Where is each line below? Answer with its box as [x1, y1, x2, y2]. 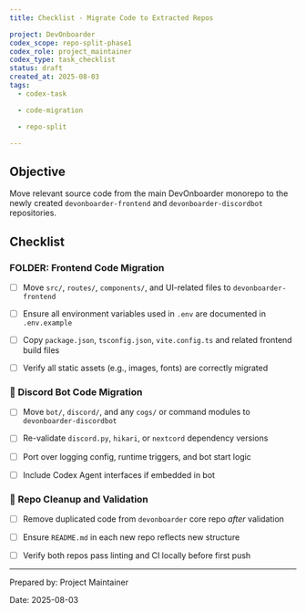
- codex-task [17, 88, 67, 99]
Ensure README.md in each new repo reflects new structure [22, 532, 240, 543]
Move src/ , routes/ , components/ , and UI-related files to [22, 282, 231, 293]
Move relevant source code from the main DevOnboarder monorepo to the [9, 188, 289, 199]
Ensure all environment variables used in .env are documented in [22, 307, 267, 319]
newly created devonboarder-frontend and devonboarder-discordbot [9, 198, 263, 209]
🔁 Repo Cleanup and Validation [9, 493, 148, 505]
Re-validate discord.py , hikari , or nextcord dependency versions [22, 432, 269, 443]
